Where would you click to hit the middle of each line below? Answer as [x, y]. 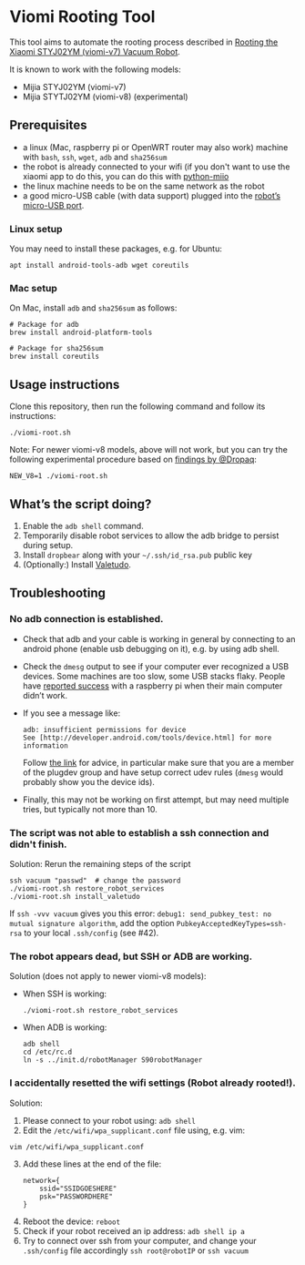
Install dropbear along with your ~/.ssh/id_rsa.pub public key [137, 555]
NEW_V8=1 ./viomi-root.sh [58, 476]
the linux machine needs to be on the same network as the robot [144, 186]
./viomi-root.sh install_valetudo [75, 896]
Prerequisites [48, 125]
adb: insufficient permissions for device [104, 729]
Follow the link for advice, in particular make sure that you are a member [158, 762]
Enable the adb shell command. [83, 525]
